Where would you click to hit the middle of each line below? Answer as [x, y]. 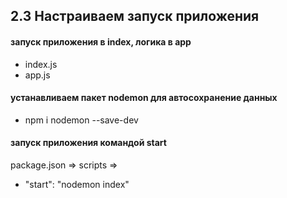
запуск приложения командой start [88, 143]
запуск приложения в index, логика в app [101, 41]
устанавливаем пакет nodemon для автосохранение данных [144, 98]
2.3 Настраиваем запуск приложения [135, 16]
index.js [41, 64]
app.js [37, 75]
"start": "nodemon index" [77, 184]
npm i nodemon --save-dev [81, 120]
